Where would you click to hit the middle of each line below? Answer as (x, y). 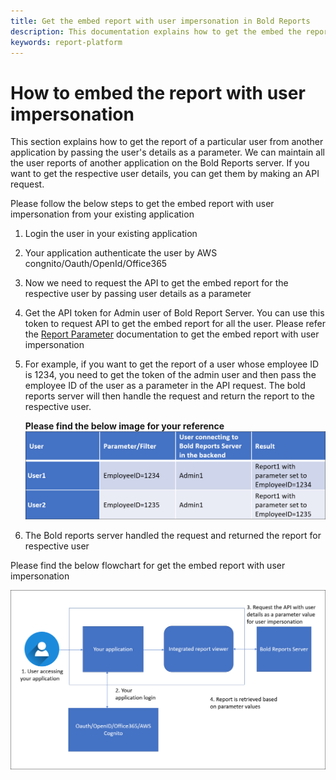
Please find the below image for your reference (124, 426)
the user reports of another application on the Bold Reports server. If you (160, 163)
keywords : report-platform (66, 42)
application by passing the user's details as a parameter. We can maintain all (167, 152)
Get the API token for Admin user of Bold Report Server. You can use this (174, 313)
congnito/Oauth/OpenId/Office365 (96, 264)
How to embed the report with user (158, 92)
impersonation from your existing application (102, 214)
